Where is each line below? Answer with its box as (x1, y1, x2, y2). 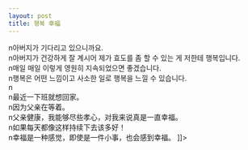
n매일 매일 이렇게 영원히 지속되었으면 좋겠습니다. (8, 62, 162, 73)
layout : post (8, 11, 53, 20)
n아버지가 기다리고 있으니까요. (8, 42, 103, 53)
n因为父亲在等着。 (8, 102, 70, 112)
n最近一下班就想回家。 (8, 92, 84, 101)
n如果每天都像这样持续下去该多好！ (8, 122, 127, 132)
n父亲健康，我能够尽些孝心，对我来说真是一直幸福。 (8, 112, 183, 122)
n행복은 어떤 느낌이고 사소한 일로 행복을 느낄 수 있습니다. (8, 73, 187, 83)
